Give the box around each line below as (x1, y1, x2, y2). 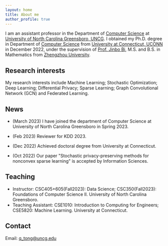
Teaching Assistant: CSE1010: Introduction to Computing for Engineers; (12, 202, 159, 208)
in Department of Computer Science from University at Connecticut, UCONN (5, 41, 163, 47)
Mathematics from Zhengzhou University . (5, 52, 91, 58)
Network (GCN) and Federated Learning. (5, 90, 89, 96)
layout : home (5, 7, 32, 13)
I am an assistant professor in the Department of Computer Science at (5, 31, 149, 37)
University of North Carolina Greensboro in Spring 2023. (12, 124, 129, 130)
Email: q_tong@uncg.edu (5, 235, 56, 241)
